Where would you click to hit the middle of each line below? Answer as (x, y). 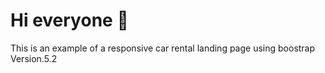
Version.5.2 (34, 58)
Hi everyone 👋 (69, 20)
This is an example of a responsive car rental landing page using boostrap (163, 48)
